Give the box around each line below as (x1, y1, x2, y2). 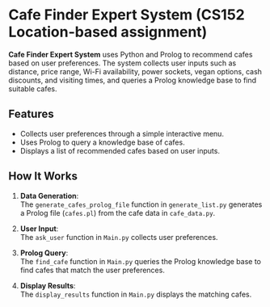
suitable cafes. (8, 83, 57, 94)
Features (8, 107, 54, 121)
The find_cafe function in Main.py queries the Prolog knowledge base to (19, 256, 261, 266)
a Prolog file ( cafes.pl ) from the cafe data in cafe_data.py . (19, 208, 216, 217)
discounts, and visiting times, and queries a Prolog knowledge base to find (8, 75, 257, 85)
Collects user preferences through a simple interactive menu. (19, 128, 225, 138)
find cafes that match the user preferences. (19, 265, 166, 275)
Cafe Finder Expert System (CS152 (8, 6, 245, 24)
